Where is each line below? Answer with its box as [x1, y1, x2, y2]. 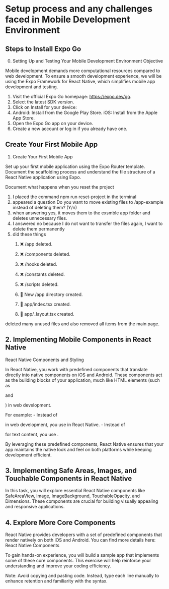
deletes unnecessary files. [12, 215, 67, 221]
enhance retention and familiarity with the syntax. [5, 578, 108, 584]
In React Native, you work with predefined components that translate [5, 366, 148, 372]
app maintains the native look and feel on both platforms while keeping [5, 446, 152, 452]
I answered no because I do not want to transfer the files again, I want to [12, 220, 163, 226]
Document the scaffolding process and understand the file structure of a [5, 168, 155, 174]
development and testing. [5, 84, 58, 90]
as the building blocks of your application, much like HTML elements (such [5, 377, 160, 383]
